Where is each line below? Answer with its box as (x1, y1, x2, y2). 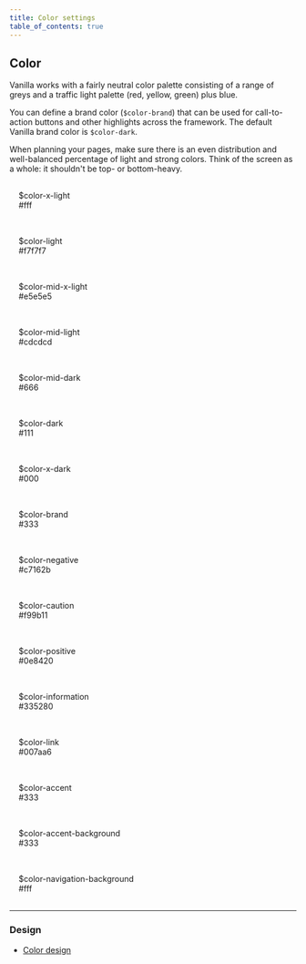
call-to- (254, 107, 283, 118)
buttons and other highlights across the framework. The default (35, 117, 273, 128)
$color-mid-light (18, 327, 80, 338)
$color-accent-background (18, 828, 121, 839)
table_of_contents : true (9, 22, 104, 31)
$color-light (18, 236, 63, 247)
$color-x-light (18, 190, 70, 201)
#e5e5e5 (18, 291, 53, 302)
